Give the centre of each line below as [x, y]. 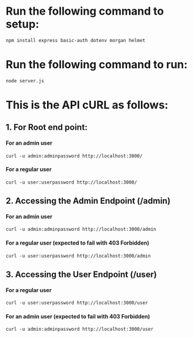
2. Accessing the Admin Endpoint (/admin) [88, 201]
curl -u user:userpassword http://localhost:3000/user [77, 303]
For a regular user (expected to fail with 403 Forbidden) [78, 243]
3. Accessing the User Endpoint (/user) [81, 275]
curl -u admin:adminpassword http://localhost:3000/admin [81, 229]
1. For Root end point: [47, 127]
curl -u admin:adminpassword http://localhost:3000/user [80, 329]
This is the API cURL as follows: [87, 105]
